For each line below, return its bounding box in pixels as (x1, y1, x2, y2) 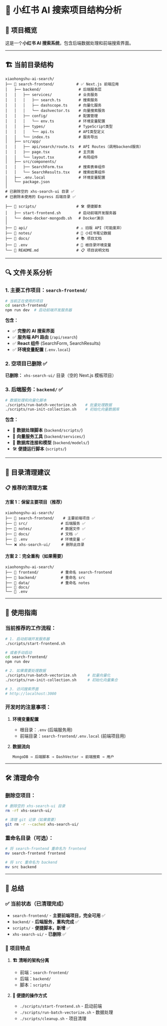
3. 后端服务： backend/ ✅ (5, 386, 63, 393)
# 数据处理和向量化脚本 (5, 398, 47, 403)
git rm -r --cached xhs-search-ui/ (5, 822, 79, 827)
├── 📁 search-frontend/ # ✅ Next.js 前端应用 (5, 82, 119, 87)
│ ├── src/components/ (5, 159, 57, 164)
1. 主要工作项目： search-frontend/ (5, 287, 88, 294)
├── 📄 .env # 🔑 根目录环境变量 (5, 242, 111, 247)
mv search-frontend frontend (5, 851, 66, 856)
